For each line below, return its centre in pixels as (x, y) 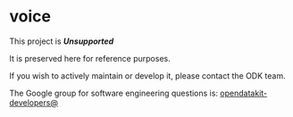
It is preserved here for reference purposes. (90, 58)
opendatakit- (244, 93)
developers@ (33, 102)
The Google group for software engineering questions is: (114, 93)
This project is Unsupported (62, 41)
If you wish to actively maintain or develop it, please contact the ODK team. (147, 75)
